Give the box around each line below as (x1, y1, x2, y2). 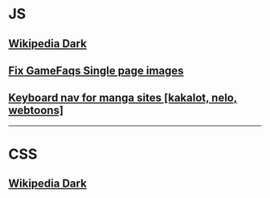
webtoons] (8, 103, 64, 117)
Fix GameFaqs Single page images (8, 63, 184, 77)
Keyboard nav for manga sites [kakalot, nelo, (8, 91, 238, 105)
